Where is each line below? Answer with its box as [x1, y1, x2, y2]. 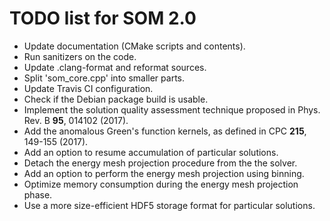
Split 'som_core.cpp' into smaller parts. [23, 72, 186, 84]
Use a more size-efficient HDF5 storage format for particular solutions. [23, 199, 316, 211]
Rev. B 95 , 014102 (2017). [23, 114, 129, 126]
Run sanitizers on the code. [23, 50, 137, 62]
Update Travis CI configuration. [23, 82, 154, 94]
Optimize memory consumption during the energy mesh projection [23, 178, 299, 190]
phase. [23, 188, 53, 201]
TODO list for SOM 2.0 [9, 7, 197, 30]
